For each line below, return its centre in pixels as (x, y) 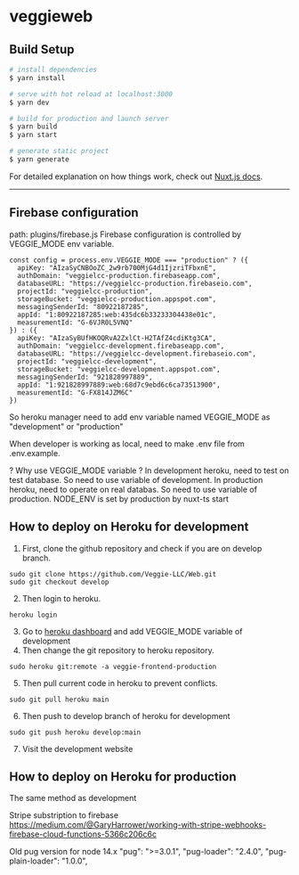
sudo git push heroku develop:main (75, 732)
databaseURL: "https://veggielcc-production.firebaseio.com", (135, 283)
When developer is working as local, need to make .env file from (127, 444)
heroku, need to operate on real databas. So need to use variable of (133, 489)
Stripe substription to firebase (64, 815)
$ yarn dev (29, 102)
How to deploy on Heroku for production (123, 777)
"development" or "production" (66, 426)
